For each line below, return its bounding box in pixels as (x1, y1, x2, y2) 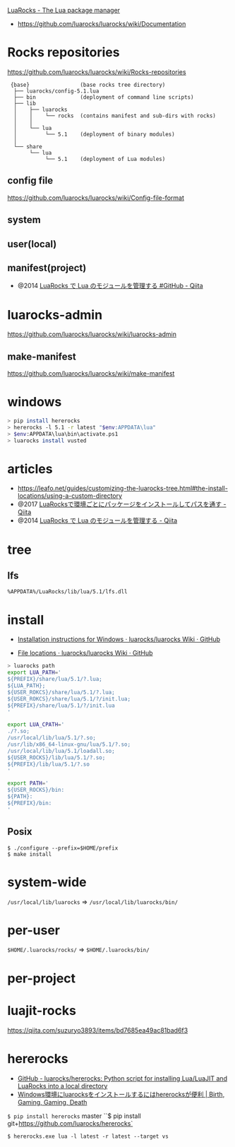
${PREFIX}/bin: (7, 800, 52, 807)
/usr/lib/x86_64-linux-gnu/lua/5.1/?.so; (7, 741, 131, 748)
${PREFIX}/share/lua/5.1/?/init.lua (7, 702, 115, 709)
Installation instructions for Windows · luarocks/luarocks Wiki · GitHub (17, 635, 221, 643)
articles (7, 460, 53, 477)
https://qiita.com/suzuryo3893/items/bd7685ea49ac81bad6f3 (7, 1026, 188, 1034)
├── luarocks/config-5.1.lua (13, 88, 100, 95)
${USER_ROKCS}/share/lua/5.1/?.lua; (7, 689, 115, 696)
